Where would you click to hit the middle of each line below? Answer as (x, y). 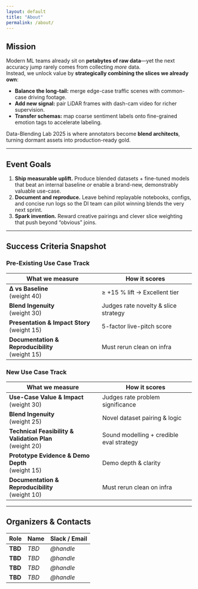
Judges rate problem (131, 397)
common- (173, 91)
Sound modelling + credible (140, 435)
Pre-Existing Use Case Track (48, 263)
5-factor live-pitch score (137, 326)
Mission (21, 46)
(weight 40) (26, 296)
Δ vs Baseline (29, 288)
